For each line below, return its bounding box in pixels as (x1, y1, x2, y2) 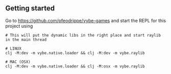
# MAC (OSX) (5, 59, 31, 64)
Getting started (5, 4, 55, 13)
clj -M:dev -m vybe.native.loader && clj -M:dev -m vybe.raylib (5, 50, 145, 55)
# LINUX (5, 46, 22, 51)
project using (5, 23, 33, 29)
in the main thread (5, 37, 47, 42)
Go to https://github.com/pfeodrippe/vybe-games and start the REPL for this (5, 17, 166, 23)
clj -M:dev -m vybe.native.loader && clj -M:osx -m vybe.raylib (5, 63, 145, 69)
